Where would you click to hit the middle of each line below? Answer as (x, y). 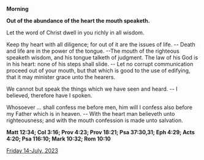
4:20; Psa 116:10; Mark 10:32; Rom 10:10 (59, 139)
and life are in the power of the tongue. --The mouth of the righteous (93, 51)
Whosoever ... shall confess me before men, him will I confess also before (100, 107)
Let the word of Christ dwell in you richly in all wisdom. (75, 32)
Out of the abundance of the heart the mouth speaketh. (78, 21)
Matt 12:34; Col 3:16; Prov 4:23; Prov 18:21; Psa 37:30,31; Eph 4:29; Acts (100, 132)
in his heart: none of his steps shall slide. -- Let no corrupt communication (100, 64)
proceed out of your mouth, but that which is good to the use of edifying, (98, 70)
